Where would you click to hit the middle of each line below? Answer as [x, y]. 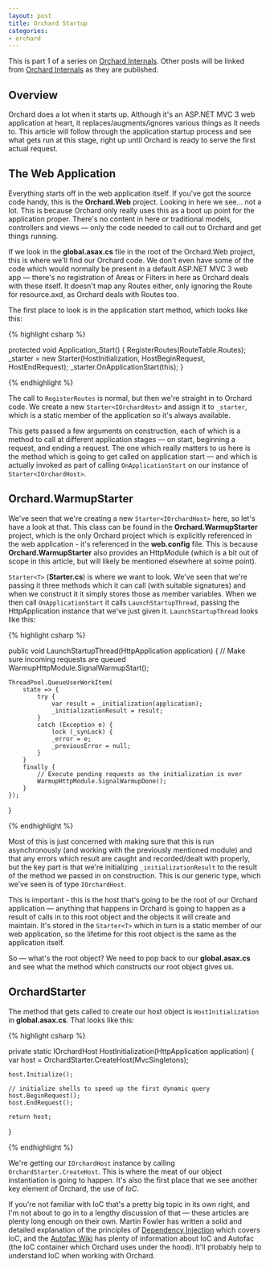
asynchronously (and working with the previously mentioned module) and [130, 849]
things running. [33, 236]
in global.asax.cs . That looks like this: [72, 1020]
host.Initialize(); [41, 1074]
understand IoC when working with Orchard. [82, 1255]
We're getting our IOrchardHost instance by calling [92, 1163]
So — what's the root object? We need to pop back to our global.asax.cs [129, 958]
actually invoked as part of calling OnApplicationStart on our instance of [129, 465]
